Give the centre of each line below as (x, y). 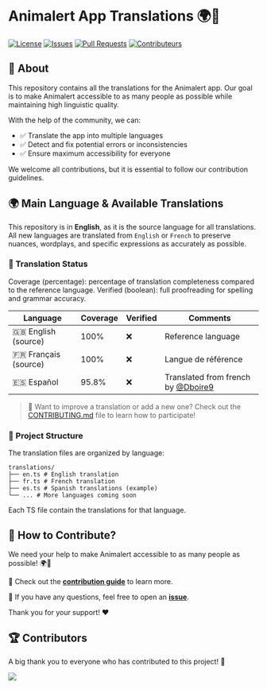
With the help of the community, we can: (75, 120)
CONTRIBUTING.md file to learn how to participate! (112, 415)
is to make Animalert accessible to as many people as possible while (120, 96)
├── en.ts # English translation (64, 474)
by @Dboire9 (189, 387)
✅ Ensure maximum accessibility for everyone (95, 153)
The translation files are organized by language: (86, 453)
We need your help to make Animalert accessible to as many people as (124, 554)
